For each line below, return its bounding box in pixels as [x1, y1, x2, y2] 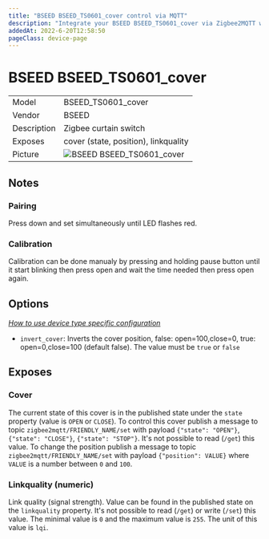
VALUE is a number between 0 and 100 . [8, 459, 133, 468]
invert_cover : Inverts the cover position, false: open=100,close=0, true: [19, 334, 256, 343]
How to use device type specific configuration [8, 318, 161, 327]
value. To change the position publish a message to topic [8, 442, 197, 452]
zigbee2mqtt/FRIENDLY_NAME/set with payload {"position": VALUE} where [8, 450, 250, 460]
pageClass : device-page [8, 34, 88, 43]
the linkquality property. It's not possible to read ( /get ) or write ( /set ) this [8, 505, 256, 515]
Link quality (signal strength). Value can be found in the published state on [8, 496, 254, 506]
